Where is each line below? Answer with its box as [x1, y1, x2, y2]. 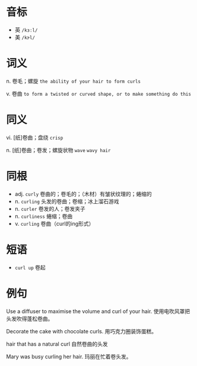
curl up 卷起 [14, 264, 46, 271]
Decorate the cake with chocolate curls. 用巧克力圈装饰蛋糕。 [6, 327, 157, 335]
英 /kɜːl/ [14, 26, 38, 33]
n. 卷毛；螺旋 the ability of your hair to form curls [6, 77, 141, 84]
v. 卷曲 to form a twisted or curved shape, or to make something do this [6, 90, 192, 97]
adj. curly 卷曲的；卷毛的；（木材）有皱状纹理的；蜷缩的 [14, 190, 152, 197]
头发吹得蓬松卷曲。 [6, 315, 53, 322]
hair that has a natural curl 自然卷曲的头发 [6, 340, 108, 348]
